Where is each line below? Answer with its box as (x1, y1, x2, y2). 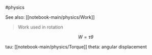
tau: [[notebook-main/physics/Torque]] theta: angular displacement (5, 44, 147, 50)
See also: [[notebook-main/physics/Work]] (5, 14, 95, 20)
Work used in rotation (17, 24, 63, 30)
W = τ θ (78, 34, 93, 40)
